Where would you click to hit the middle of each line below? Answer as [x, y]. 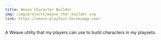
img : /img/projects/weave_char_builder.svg [51, 14]
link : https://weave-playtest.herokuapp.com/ [53, 19]
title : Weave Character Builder [38, 10]
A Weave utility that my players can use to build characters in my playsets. [81, 33]
